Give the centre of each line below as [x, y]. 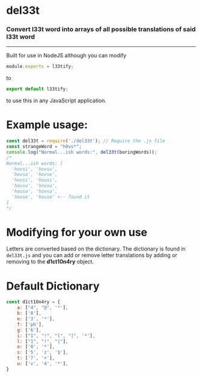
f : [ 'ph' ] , [31, 324]
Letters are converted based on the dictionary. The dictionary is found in [96, 249]
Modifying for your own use [77, 232]
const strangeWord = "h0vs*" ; [44, 147]
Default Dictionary [53, 286]
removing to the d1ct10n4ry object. [50, 262]
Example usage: [47, 125]
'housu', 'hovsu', [35, 186]
